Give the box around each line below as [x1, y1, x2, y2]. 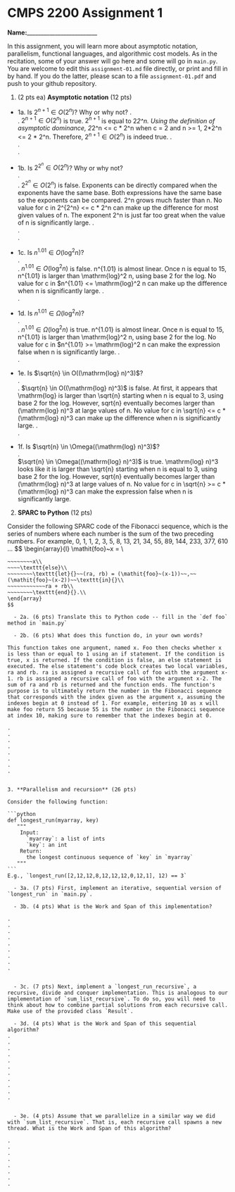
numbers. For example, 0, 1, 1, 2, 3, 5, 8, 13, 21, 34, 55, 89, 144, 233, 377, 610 [7, 537, 229, 545]
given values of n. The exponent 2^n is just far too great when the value [17, 211, 226, 219]
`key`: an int [25, 841, 68, 848]
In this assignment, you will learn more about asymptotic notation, [7, 42, 198, 50]
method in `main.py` [7, 620, 68, 627]
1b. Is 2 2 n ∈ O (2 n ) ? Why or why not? [17, 161, 123, 172]
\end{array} [7, 595, 42, 602]
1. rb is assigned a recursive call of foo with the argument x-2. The [7, 675, 222, 682]
